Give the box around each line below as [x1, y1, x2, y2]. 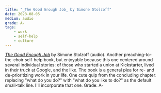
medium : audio [5, 16, 34, 21]
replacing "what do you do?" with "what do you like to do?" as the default [5, 77, 152, 83]
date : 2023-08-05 [5, 12, 40, 16]
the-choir [5, 56, 24, 63]
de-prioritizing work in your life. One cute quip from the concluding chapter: [5, 72, 157, 78]
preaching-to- [123, 52, 152, 57]
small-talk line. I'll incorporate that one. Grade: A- [5, 82, 104, 88]
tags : [5, 25, 16, 30]
